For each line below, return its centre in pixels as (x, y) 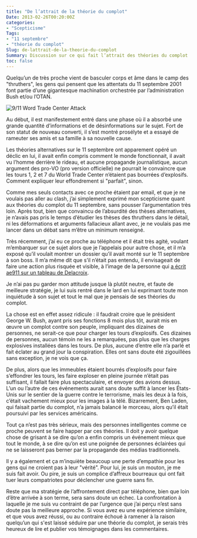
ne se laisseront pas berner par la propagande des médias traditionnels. (93, 450)
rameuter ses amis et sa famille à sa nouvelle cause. (69, 138)
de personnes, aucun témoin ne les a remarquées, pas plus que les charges (98, 339)
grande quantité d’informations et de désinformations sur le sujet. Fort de (95, 126)
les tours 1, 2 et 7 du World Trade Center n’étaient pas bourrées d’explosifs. (97, 174)
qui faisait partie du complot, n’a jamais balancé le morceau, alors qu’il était (97, 407)
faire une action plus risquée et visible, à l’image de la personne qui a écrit (96, 266)
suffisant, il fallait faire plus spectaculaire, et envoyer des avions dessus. (94, 382)
